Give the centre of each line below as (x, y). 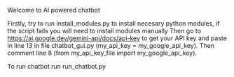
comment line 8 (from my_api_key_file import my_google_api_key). (102, 53)
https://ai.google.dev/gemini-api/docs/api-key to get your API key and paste (117, 38)
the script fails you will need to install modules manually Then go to (104, 31)
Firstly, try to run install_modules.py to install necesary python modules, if (113, 23)
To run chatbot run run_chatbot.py (57, 66)
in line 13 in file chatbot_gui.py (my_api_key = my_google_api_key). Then (111, 45)
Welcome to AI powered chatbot (54, 10)
